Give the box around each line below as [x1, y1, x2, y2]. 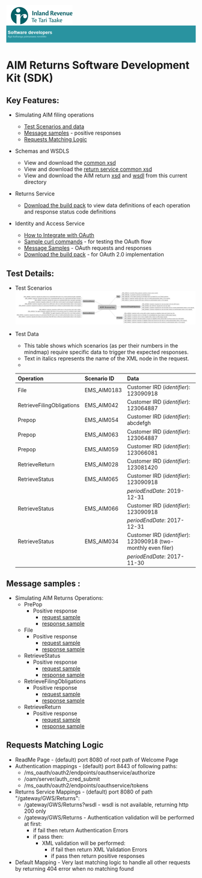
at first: [23, 820, 42, 827]
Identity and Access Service [14, 220, 85, 227]
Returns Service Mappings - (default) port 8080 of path [14, 788, 153, 795]
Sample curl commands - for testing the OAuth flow [23, 238, 152, 246]
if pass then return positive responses [50, 852, 145, 859]
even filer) [148, 544, 174, 552]
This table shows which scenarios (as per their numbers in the [23, 342, 179, 349]
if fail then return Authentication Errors [32, 826, 129, 834]
